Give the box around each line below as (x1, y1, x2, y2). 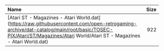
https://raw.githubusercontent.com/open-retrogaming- (9, 20, 137, 27)
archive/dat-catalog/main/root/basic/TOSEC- (7, 26, 113, 33)
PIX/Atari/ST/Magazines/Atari (7, 32, 75, 39)
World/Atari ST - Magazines (76, 32, 141, 39)
